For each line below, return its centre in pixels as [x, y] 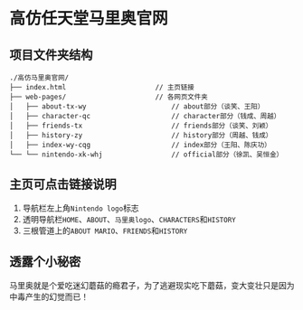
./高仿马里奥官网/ [39, 78]
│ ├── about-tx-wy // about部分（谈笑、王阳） [137, 107]
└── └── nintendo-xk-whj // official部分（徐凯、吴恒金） [147, 155]
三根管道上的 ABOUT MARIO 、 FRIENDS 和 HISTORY [105, 230]
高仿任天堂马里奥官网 [89, 19]
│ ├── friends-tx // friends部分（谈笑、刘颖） [141, 126]
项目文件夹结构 [51, 55]
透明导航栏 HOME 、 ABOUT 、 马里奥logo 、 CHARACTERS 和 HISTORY [129, 219]
